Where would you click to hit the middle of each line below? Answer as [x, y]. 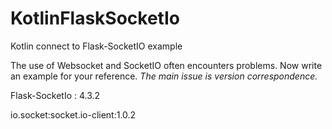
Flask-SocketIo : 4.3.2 [55, 95]
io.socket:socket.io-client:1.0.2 [73, 114]
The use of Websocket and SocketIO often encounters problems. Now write [166, 65]
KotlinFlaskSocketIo [95, 18]
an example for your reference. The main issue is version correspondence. [164, 76]
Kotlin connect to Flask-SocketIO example [96, 46]
